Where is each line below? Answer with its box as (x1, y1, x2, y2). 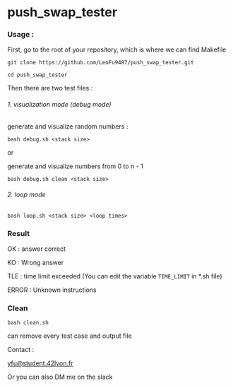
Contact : (7, 346, 34, 354)
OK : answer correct (7, 245, 66, 253)
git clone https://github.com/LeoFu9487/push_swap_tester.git (7, 59, 194, 66)
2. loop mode (7, 190, 46, 199)
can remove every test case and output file (7, 331, 132, 340)
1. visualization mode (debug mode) (7, 100, 112, 109)
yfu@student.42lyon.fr (7, 359, 73, 368)
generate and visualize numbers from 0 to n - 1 (7, 162, 143, 170)
